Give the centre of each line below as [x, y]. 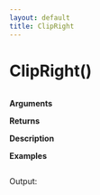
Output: [23, 181]
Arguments [31, 104]
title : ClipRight [42, 26]
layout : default [40, 18]
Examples [28, 156]
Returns [25, 121]
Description [32, 139]
